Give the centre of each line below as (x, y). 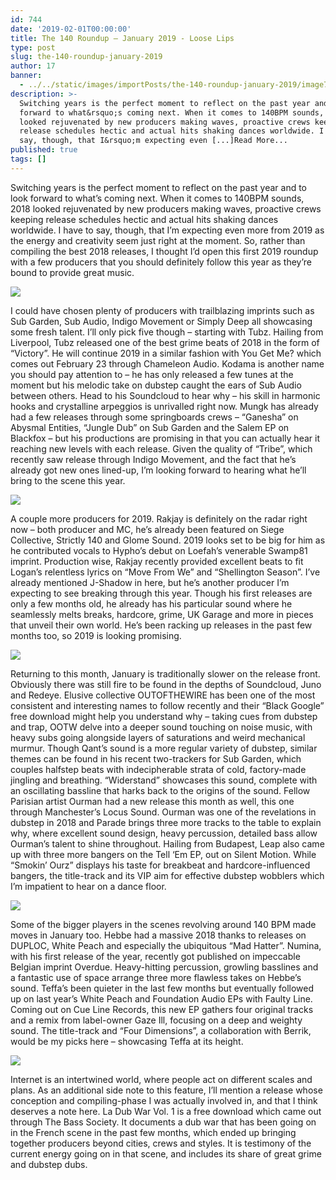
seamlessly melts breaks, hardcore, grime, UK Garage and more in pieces (162, 614)
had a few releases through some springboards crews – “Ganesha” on (154, 417)
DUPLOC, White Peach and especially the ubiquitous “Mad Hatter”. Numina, (166, 945)
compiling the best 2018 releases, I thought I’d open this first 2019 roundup (164, 251)
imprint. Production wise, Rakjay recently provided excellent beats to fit (157, 561)
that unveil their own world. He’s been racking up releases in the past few (161, 625)
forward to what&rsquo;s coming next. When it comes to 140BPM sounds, (172, 112)
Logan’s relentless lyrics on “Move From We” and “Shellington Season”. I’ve (165, 572)
